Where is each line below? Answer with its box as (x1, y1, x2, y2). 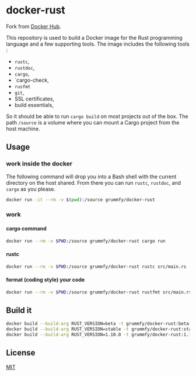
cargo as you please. (6, 185, 55, 192)
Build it (6, 305, 32, 316)
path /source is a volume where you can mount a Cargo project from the (6, 119, 180, 126)
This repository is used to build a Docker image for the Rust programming (6, 34, 183, 41)
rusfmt (14, 84, 31, 89)
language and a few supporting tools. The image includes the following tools (6, 40, 190, 47)
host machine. (6, 125, 40, 132)
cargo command (6, 225, 47, 232)
